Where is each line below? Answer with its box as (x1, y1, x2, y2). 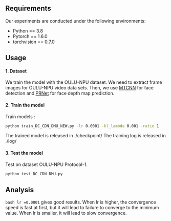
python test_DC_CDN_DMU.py (5, 171, 63, 176)
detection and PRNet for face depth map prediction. (5, 90, 115, 97)
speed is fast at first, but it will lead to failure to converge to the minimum (5, 205, 159, 211)
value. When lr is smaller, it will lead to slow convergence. (5, 210, 127, 216)
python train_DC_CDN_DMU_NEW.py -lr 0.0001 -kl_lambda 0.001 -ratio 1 (5, 123, 159, 128)
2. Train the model (5, 102, 45, 108)
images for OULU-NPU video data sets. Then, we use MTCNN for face (5, 85, 154, 91)
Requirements (5, 4, 51, 13)
